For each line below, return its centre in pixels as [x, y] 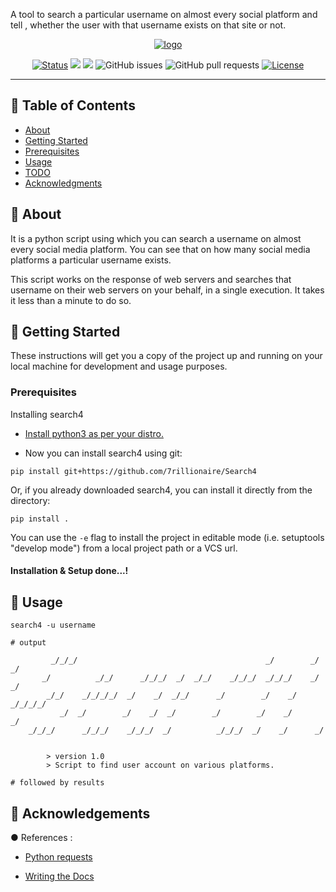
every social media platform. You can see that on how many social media [160, 249]
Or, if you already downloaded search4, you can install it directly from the [161, 490]
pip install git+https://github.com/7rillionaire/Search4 [133, 471]
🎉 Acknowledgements [80, 813]
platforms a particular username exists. [91, 260]
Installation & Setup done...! [69, 571]
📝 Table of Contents [73, 105]
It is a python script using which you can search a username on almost [156, 238]
